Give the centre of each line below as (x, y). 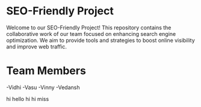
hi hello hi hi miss (28, 99)
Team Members (46, 71)
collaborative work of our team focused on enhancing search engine (91, 33)
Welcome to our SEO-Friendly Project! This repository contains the (89, 27)
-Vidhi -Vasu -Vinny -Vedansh (43, 87)
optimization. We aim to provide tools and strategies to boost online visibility (100, 40)
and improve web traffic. (37, 47)
